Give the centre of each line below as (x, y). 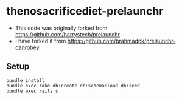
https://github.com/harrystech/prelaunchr (68, 34)
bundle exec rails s (33, 91)
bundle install (26, 80)
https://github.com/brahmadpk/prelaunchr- (121, 41)
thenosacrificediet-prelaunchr (85, 11)
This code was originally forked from (61, 28)
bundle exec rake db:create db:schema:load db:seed (73, 86)
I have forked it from (40, 41)
